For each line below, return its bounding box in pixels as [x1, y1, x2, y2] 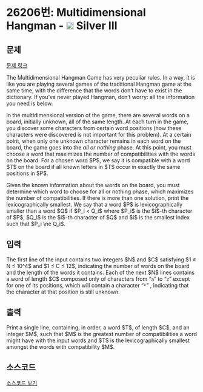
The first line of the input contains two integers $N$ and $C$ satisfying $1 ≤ [6, 256, 196, 263]
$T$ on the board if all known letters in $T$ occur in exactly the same [6, 163, 181, 170]
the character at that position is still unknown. [6, 288, 120, 295]
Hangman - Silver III [6, 19, 118, 33]
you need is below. [6, 100, 53, 107]
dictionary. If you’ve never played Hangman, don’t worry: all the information [6, 94, 195, 100]
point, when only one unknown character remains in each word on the [6, 137, 181, 145]
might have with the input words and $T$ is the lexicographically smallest [6, 337, 190, 344]
